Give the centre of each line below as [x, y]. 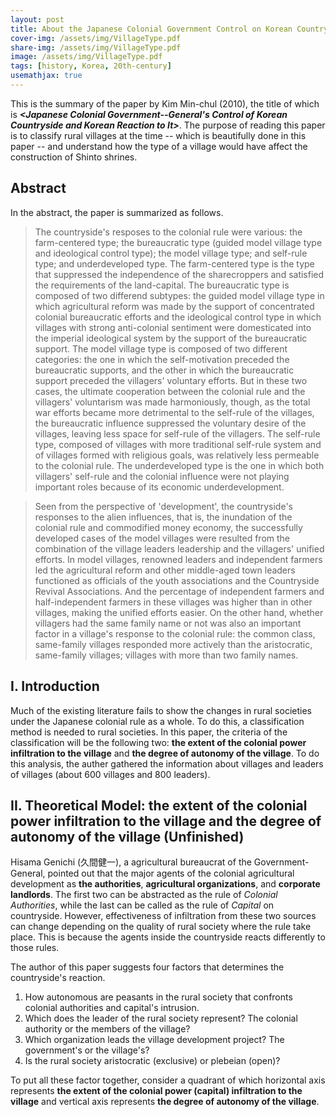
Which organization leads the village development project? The [154, 1040]
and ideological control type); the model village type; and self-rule [171, 253]
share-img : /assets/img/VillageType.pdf [96, 47]
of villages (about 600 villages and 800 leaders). [110, 774]
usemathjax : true [46, 76]
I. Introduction [55, 686]
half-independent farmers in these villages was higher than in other [173, 602]
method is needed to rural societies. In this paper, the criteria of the [149, 732]
